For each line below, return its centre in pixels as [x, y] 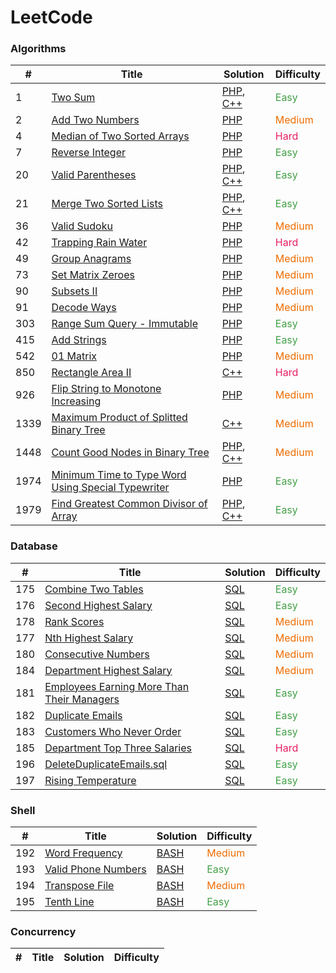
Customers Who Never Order [113, 731]
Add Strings [79, 340]
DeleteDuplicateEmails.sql [106, 764]
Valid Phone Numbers [95, 869]
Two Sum [73, 98]
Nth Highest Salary [89, 638]
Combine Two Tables [94, 589]
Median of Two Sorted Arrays [120, 136]
